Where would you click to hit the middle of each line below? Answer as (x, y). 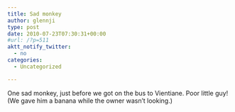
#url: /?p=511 (28, 40)
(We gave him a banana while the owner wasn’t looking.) (90, 101)
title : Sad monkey (34, 14)
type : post (23, 27)
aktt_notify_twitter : (39, 47)
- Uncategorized (38, 67)
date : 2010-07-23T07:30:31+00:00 (57, 34)
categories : (25, 60)
